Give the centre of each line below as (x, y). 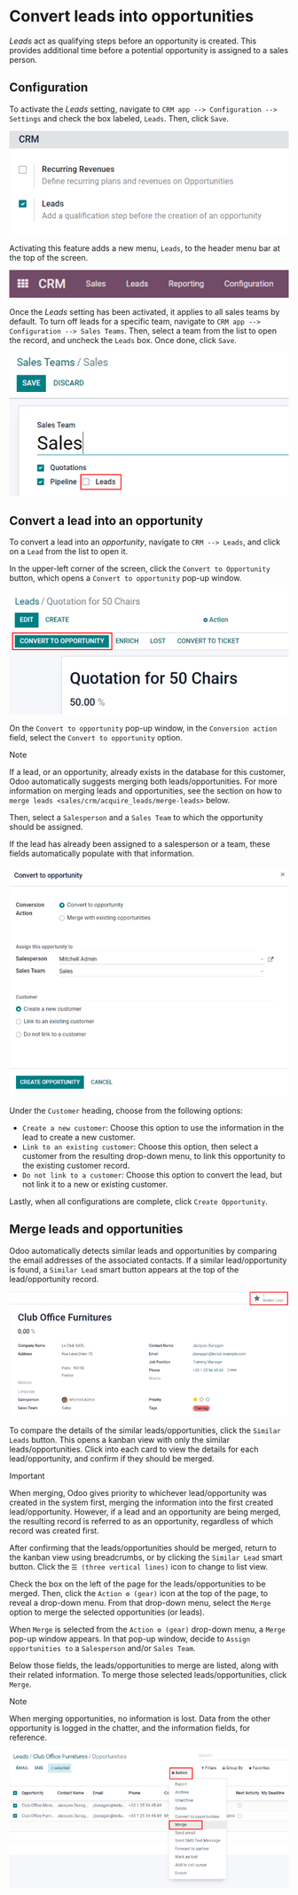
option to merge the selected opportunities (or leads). (107, 1612)
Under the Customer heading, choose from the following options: (126, 1111)
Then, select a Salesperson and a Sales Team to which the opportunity (136, 817)
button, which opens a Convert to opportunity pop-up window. (125, 578)
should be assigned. (46, 826)
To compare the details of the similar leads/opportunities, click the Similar (145, 1430)
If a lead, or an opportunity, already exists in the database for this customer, (148, 771)
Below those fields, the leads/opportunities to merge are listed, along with (144, 1665)
